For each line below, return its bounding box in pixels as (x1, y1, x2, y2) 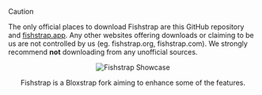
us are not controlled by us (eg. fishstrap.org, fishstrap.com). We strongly (8, 39, 248, 48)
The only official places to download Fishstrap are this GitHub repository (8, 22, 245, 31)
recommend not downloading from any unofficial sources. (8, 47, 198, 56)
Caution (8, 7, 34, 16)
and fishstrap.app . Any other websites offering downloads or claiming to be (8, 31, 255, 40)
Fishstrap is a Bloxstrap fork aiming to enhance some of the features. (20, 78, 246, 87)
